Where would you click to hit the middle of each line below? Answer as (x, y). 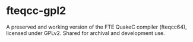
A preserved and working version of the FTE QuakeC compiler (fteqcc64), (96, 27)
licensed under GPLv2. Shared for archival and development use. (86, 33)
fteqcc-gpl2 (36, 11)
